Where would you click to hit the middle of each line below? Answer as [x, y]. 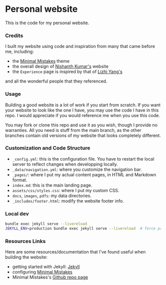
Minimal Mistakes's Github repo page [50, 277]
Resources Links [25, 241]
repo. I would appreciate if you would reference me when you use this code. [83, 115]
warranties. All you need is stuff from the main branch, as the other [73, 130]
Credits [14, 36]
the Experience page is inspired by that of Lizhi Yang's [67, 72]
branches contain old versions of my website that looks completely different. [83, 135]
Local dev [17, 213]
